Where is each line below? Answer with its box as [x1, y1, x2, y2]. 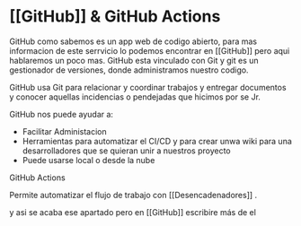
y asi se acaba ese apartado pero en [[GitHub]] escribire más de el [9, 206, 256, 217]
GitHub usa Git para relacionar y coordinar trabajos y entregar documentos [9, 82, 287, 92]
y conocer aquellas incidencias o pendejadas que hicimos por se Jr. [9, 91, 261, 102]
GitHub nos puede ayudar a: [9, 109, 114, 119]
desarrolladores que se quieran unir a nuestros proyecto [22, 145, 231, 156]
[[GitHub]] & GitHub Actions [9, 6, 221, 27]
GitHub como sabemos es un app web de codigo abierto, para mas [9, 36, 258, 47]
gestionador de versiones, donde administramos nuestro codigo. [9, 65, 249, 75]
